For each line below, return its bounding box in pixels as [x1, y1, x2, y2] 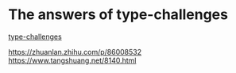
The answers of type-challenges [8, 6, 229, 24]
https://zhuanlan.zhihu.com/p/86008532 [8, 47, 141, 56]
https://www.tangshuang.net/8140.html [8, 56, 137, 65]
